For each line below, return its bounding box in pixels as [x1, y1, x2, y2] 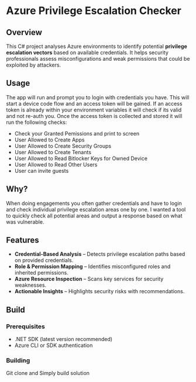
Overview [6, 27, 43, 37]
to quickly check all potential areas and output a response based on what [6, 212, 183, 219]
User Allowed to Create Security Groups [14, 142, 112, 150]
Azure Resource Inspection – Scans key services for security [14, 276, 164, 283]
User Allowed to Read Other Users [14, 161, 98, 168]
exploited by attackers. [6, 61, 61, 68]
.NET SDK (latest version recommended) [14, 336, 113, 343]
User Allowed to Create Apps [14, 136, 85, 143]
